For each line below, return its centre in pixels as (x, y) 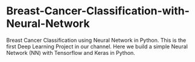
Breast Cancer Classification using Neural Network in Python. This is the (96, 40)
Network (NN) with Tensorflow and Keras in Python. (71, 52)
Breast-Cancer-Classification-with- (98, 11)
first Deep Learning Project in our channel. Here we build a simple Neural (97, 46)
